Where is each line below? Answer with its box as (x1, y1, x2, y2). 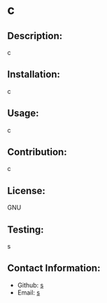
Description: (7, 30, 63, 42)
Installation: (7, 68, 61, 80)
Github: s (17, 281, 44, 289)
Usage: (7, 108, 40, 119)
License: (7, 184, 45, 197)
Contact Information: (7, 263, 101, 274)
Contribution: (7, 146, 68, 158)
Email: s (17, 288, 41, 297)
